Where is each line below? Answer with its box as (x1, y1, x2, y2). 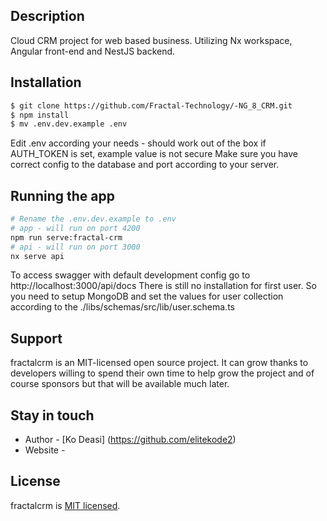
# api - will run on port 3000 (10, 242, 141, 252)
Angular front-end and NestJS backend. (10, 45, 176, 57)
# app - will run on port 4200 (10, 223, 141, 233)
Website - (24, 444, 66, 456)
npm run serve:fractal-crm (10, 232, 123, 243)
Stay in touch (10, 407, 95, 424)
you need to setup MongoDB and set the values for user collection (10, 290, 284, 303)
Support (10, 330, 63, 347)
